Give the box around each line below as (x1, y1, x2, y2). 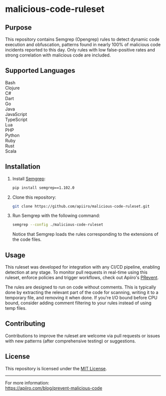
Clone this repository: (12, 194, 56, 200)
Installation (5, 163, 41, 171)
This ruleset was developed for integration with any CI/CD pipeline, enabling (5, 264, 161, 270)
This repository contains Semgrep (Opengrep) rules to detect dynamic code (5, 36, 160, 42)
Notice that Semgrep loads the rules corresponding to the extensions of (12, 231, 159, 237)
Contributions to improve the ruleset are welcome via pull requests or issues (5, 333, 161, 339)
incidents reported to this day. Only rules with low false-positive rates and (5, 47, 156, 53)
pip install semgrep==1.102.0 (12, 185, 75, 190)
